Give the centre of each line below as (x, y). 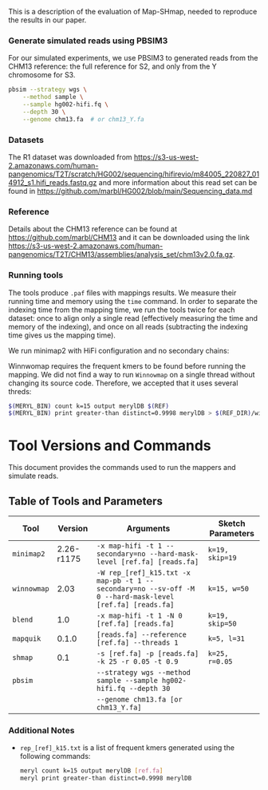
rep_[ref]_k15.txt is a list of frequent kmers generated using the (127, 748)
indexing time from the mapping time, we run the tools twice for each (122, 310)
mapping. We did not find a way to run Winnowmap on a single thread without (132, 374)
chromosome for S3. (42, 75)
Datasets (26, 140)
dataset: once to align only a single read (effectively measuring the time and (133, 318)
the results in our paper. (47, 20)
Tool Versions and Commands (110, 445)
